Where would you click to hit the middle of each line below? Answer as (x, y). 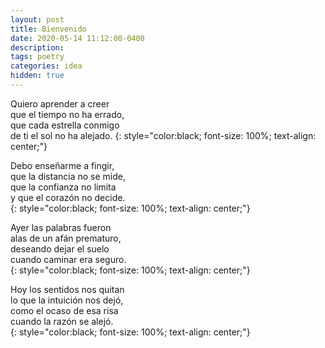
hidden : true (37, 76)
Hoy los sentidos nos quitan (67, 289)
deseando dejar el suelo (60, 248)
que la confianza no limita (63, 187)
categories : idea (46, 66)
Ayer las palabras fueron (61, 227)
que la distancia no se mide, (68, 176)
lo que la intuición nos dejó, (67, 300)
